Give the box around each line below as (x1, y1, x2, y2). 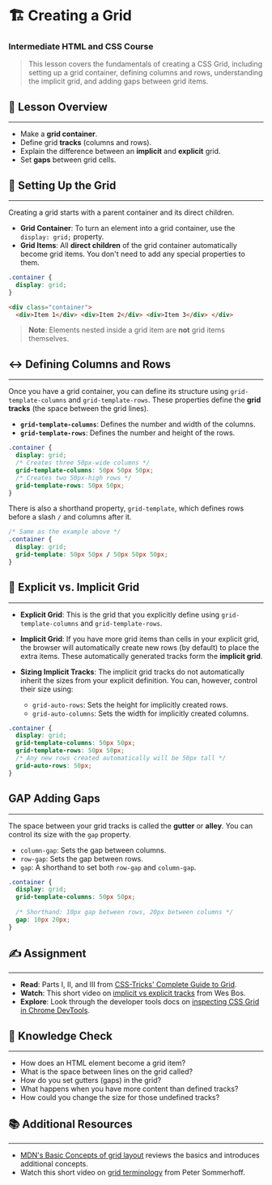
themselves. (28, 334, 70, 344)
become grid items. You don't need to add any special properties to (19, 249, 245, 259)
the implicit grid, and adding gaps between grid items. (28, 76, 209, 86)
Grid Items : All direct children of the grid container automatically (19, 241, 237, 250)
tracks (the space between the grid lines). (8, 404, 149, 413)
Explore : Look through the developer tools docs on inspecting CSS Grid (19, 997, 260, 1007)
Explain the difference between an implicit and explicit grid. (19, 147, 221, 156)
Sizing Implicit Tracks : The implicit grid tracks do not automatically (19, 666, 245, 677)
